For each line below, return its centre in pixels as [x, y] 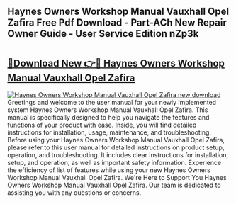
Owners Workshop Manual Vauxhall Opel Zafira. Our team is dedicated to [114, 185]
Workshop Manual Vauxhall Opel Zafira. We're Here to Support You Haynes [117, 177]
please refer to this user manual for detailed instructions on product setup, [116, 147]
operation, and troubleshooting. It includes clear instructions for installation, [118, 155]
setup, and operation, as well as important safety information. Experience [114, 163]
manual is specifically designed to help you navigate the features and [108, 117]
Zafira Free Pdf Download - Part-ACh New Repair [117, 23]
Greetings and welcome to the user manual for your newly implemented [112, 102]
